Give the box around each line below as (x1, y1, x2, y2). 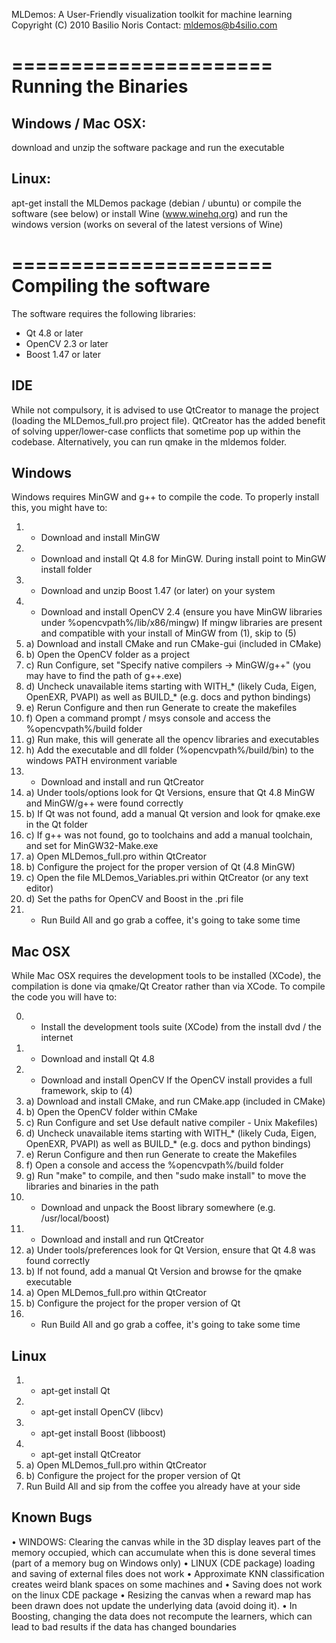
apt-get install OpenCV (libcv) (40, 1406, 164, 1418)
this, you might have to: (11, 502, 108, 514)
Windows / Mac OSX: (11, 115, 147, 132)
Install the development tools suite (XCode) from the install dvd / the (40, 1021, 322, 1033)
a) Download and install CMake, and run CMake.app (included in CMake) (25, 1095, 326, 1108)
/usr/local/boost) (40, 1212, 110, 1224)
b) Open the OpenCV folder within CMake (25, 1106, 198, 1118)
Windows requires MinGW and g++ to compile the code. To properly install (11, 491, 320, 503)
